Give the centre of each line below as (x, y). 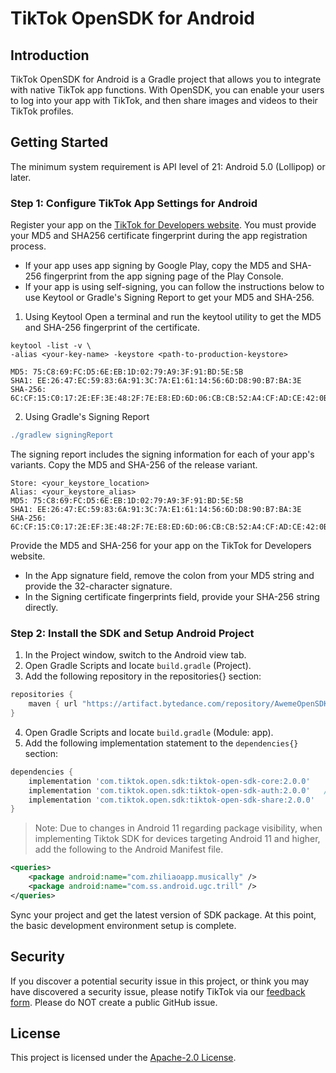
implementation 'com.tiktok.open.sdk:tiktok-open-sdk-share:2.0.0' (171, 800)
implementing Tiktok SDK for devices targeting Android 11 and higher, (177, 839)
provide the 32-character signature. (98, 586)
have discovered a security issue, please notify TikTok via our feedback (158, 991)
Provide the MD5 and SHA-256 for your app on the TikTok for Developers (161, 545)
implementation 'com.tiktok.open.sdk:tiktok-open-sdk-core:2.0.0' (169, 781)
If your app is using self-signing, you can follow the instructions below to (174, 287)
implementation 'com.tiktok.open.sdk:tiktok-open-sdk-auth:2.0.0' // (180, 790)
